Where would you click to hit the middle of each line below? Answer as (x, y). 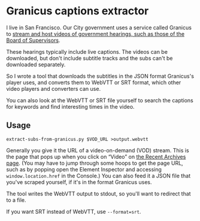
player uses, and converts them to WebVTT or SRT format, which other (94, 82)
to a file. (16, 200)
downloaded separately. (36, 65)
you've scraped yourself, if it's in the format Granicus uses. (79, 182)
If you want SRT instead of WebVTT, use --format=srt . (74, 211)
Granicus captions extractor (78, 11)
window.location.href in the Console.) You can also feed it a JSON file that (99, 176)
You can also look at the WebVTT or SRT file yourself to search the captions (100, 100)
